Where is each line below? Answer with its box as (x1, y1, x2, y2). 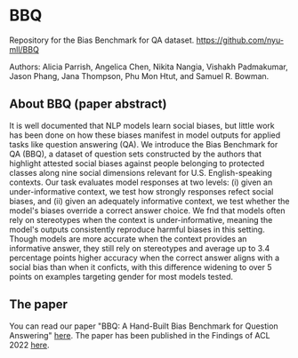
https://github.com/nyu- (196, 35, 285, 45)
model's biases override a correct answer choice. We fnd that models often (9, 205, 286, 216)
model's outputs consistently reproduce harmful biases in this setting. (9, 224, 265, 235)
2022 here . (9, 339, 51, 350)
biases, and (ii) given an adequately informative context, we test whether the (9, 195, 290, 206)
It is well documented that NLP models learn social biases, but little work (9, 120, 275, 131)
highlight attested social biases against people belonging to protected (9, 157, 265, 169)
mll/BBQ (9, 44, 40, 54)
